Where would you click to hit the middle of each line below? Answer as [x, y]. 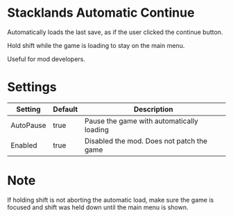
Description [154, 109]
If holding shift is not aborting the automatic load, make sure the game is [111, 200]
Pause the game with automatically [141, 121]
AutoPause [28, 125]
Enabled [24, 145]
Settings [32, 87]
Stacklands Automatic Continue [101, 13]
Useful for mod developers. [46, 59]
